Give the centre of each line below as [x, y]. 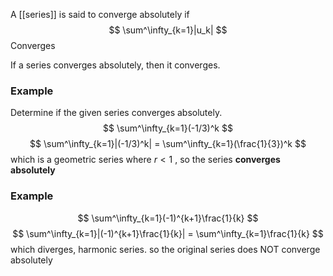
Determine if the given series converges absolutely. [116, 113]
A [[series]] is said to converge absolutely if [100, 14]
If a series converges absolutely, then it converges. [115, 65]
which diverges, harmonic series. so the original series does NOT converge [165, 249]
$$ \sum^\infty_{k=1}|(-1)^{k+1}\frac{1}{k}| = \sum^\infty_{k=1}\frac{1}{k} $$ [168, 233]
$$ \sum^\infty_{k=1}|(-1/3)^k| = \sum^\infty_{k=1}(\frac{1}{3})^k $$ [168, 144]
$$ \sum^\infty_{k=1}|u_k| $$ [168, 30]
